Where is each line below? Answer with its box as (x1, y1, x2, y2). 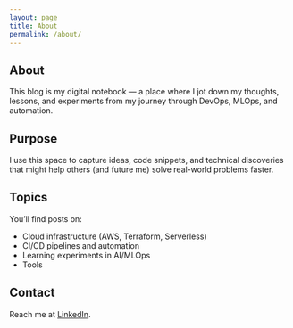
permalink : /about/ (9, 29, 82, 38)
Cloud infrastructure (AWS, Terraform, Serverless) (21, 231, 207, 242)
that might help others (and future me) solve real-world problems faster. (9, 164, 274, 175)
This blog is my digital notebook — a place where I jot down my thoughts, (9, 86, 280, 97)
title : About (9, 21, 58, 30)
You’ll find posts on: (9, 213, 82, 224)
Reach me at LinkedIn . (9, 308, 91, 319)
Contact (9, 285, 55, 300)
